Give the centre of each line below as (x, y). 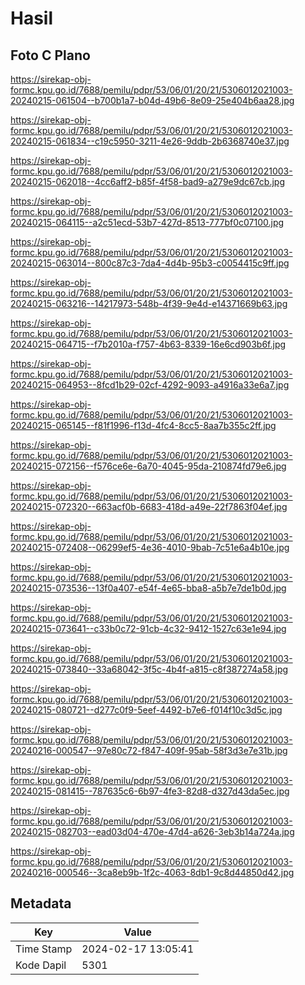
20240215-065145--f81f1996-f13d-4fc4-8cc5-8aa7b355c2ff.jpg (143, 425)
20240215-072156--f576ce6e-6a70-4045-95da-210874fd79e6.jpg (148, 466)
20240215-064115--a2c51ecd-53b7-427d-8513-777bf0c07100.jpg (147, 222)
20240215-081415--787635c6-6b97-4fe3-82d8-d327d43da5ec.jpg (150, 791)
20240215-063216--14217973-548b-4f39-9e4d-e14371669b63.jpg (149, 303)
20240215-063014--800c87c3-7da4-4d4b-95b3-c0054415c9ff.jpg (150, 263)
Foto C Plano (50, 55)
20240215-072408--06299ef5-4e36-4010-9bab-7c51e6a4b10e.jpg (150, 547)
